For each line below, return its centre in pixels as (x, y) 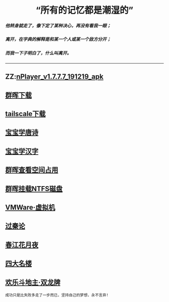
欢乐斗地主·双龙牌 (33, 282)
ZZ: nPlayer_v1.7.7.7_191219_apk (54, 77)
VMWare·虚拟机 (30, 207)
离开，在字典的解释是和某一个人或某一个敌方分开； (58, 39)
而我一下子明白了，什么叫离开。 (38, 53)
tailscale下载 (26, 114)
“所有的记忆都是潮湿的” (84, 10)
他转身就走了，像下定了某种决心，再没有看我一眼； (58, 25)
